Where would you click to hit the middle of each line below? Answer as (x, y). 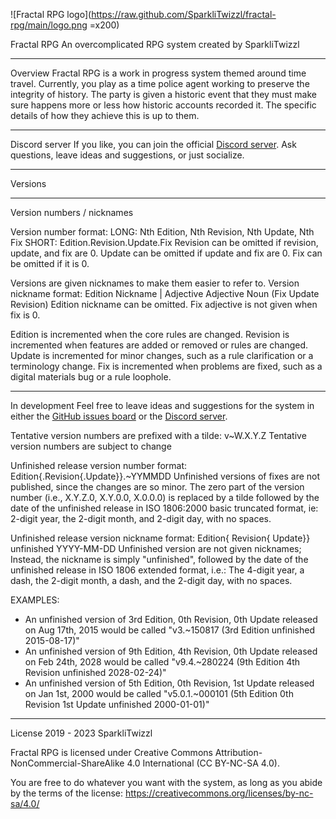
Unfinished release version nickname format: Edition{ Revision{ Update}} (160, 538)
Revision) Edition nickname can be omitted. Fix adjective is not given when (164, 304)
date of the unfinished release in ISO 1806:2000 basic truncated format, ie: (164, 508)
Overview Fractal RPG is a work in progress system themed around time (158, 73)
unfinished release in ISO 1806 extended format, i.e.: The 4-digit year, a (157, 570)
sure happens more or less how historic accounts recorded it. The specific (163, 105)
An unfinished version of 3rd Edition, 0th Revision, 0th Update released (171, 619)
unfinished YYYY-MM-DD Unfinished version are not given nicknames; (156, 548)
